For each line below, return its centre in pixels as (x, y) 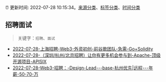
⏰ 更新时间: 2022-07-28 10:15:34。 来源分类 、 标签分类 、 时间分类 (73, 7)
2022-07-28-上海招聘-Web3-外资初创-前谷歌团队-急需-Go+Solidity (83, 49)
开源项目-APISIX (30, 61)
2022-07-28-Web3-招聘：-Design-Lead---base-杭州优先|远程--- (80, 68)
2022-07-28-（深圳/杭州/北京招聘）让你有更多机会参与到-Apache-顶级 (87, 55)
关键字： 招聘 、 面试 (36, 38)
